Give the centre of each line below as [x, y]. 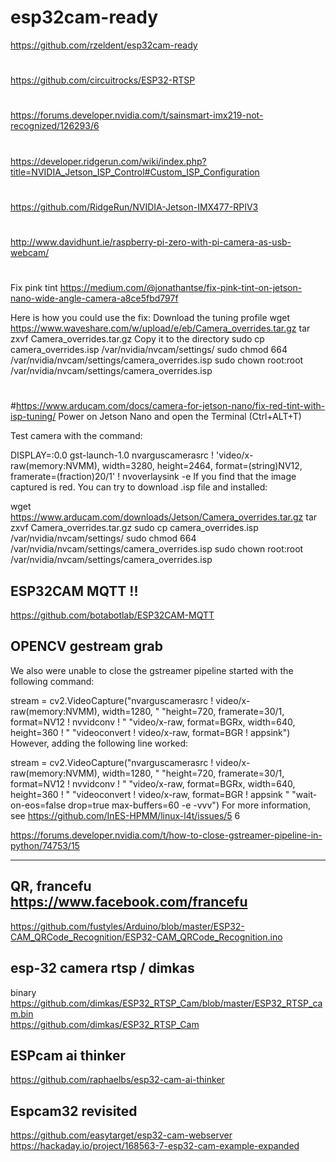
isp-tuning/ [33, 417]
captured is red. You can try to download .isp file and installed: [139, 487]
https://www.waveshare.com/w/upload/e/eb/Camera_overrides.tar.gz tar [160, 328]
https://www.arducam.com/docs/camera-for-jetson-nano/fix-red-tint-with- [170, 406]
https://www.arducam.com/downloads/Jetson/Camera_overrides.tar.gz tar [164, 517]
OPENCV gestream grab [87, 646]
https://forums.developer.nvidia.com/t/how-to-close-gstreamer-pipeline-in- [166, 835]
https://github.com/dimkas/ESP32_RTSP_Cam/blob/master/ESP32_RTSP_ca [166, 1003]
